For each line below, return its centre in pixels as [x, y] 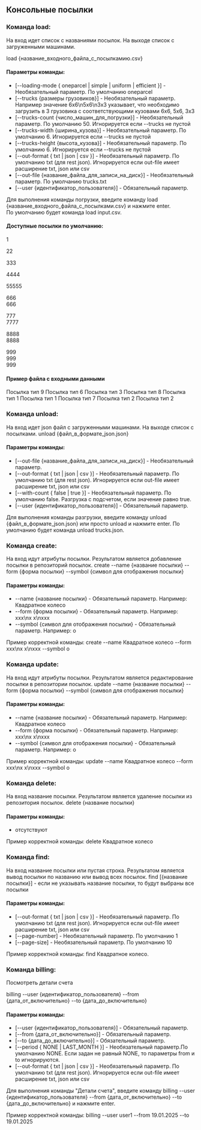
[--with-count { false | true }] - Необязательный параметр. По [93, 493]
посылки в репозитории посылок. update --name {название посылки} [95, 684]
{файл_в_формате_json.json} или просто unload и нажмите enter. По [93, 523]
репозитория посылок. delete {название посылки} [70, 803]
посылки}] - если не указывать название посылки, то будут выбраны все [100, 883]
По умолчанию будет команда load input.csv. [64, 212]
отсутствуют [31, 830]
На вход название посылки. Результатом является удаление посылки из [99, 796]
